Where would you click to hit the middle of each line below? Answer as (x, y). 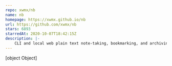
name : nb (15, 15)
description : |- (23, 39)
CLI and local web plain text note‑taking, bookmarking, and (81, 43)
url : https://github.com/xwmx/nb (41, 24)
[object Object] (21, 58)
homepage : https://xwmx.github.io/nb (46, 19)
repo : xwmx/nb (20, 10)
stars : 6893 (18, 29)
